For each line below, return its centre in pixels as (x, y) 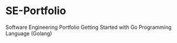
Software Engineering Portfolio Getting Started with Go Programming (88, 27)
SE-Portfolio (36, 11)
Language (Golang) (29, 33)
